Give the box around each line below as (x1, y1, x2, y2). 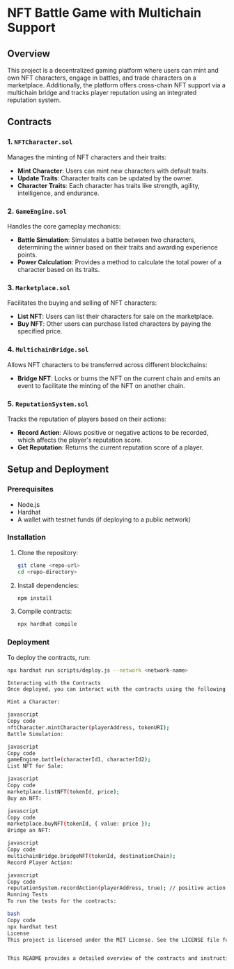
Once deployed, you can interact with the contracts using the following (7, 686, 226, 693)
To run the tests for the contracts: (7, 898, 117, 905)
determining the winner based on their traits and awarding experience (17, 243, 218, 251)
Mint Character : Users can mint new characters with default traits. (17, 166, 209, 175)
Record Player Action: (7, 859, 73, 866)
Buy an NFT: (7, 795, 42, 802)
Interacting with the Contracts (7, 680, 101, 687)
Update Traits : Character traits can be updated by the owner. (17, 173, 194, 182)
